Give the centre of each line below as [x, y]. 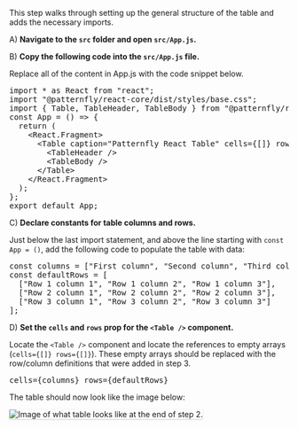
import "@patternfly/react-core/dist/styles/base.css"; [133, 100]
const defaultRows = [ [59, 275]
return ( [37, 126]
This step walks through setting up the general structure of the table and [142, 13]
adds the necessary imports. [61, 22]
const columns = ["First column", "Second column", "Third [141, 266]
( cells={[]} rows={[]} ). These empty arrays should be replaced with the [143, 354]
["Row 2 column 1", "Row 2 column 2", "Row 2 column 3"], [147, 293]
